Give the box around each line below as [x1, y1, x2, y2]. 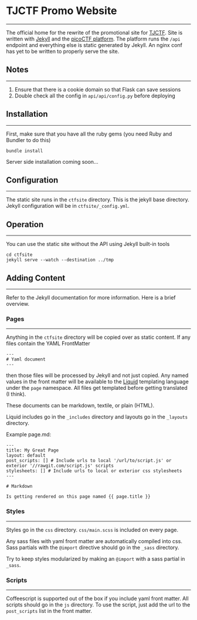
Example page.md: [6, 431, 52, 438]
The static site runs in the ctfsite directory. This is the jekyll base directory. [6, 196, 189, 203]
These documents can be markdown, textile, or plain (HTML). [6, 402, 154, 409]
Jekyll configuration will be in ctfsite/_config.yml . [6, 203, 130, 210]
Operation [6, 219, 44, 230]
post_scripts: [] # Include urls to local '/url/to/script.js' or [6, 458, 172, 464]
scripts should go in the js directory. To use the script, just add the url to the [6, 601, 191, 608]
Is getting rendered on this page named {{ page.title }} [6, 494, 151, 500]
